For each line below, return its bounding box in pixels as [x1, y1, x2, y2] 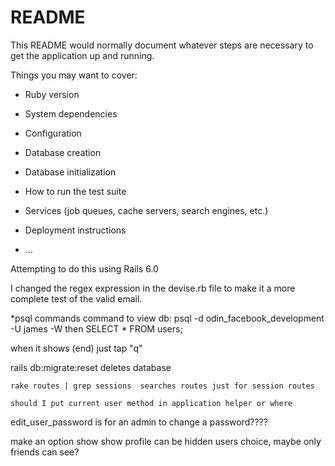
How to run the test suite [24, 185, 127, 197]
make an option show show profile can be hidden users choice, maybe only [10, 435, 322, 447]
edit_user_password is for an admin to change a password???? [10, 416, 268, 428]
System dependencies [24, 107, 118, 120]
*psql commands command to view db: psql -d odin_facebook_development [10, 312, 325, 324]
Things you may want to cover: [10, 69, 138, 81]
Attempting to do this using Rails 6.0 [10, 262, 159, 275]
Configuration [24, 127, 82, 139]
